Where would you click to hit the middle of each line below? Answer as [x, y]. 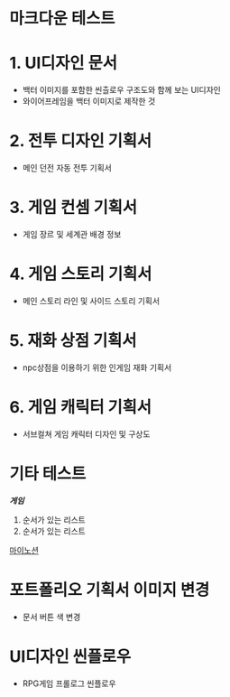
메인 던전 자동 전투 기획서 [67, 168]
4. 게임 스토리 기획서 [81, 274]
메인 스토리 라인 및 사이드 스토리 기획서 [91, 301]
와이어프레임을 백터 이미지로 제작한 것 [89, 101]
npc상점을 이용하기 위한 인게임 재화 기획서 [97, 367]
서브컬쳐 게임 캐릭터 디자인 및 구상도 [86, 433]
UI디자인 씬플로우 [70, 656]
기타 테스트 [48, 474]
